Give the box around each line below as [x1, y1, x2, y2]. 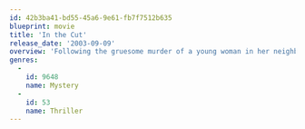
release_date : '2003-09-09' [9, 38, 116, 48]
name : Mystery [25, 81, 79, 90]
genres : [9, 55, 39, 64]
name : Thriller [25, 106, 84, 115]
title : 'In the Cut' [9, 30, 88, 39]
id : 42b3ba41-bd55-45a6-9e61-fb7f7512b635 [9, 13, 172, 23]
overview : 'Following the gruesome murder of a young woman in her [9, 47, 271, 56]
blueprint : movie [9, 22, 75, 31]
